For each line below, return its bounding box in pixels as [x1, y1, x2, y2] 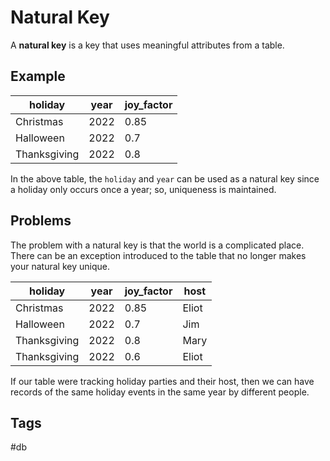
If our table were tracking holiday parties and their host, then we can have [10, 375, 315, 387]
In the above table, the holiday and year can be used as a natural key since [10, 172, 320, 185]
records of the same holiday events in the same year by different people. [10, 386, 310, 398]
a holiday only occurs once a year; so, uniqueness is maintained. [10, 183, 277, 195]
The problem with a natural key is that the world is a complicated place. [10, 239, 305, 251]
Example [10, 68, 66, 85]
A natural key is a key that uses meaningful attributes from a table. [10, 39, 285, 51]
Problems [10, 212, 72, 230]
